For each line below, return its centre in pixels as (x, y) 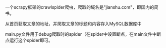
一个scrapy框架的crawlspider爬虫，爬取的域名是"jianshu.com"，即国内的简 (82, 7)
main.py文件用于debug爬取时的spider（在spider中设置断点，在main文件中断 (83, 34)
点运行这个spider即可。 (29, 40)
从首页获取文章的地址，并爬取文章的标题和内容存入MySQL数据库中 (74, 24)
